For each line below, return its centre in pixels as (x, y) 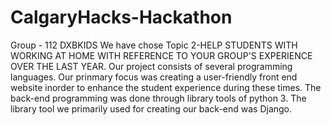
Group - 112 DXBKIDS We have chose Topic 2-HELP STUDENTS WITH (154, 45)
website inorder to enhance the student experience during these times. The (166, 87)
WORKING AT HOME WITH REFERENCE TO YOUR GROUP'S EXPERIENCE (161, 55)
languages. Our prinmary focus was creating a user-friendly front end (154, 77)
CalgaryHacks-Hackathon (121, 17)
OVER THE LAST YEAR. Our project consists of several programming (151, 66)
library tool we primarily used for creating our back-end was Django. (151, 108)
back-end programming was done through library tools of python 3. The (158, 98)
